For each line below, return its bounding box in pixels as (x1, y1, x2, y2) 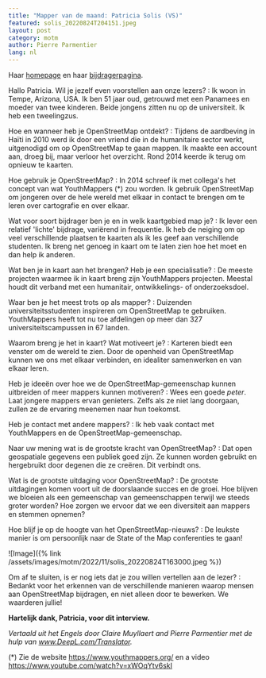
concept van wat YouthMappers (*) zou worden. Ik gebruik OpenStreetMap (8, 184, 254, 193)
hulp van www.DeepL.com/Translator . (8, 637, 133, 646)
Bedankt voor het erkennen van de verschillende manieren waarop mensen (8, 581, 254, 590)
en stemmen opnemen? (8, 510, 86, 518)
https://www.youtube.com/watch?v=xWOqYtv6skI (8, 661, 173, 670)
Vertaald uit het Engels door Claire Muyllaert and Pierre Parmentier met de (8, 629, 253, 638)
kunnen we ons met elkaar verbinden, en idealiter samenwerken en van (8, 355, 242, 364)
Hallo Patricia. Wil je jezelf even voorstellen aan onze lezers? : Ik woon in (8, 86, 246, 95)
